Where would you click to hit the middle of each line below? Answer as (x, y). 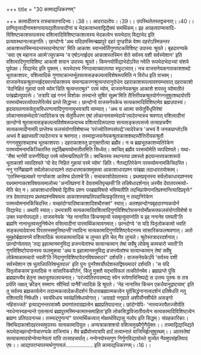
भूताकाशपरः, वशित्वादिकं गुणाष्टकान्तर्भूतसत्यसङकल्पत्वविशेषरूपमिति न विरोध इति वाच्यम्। (89, 75)
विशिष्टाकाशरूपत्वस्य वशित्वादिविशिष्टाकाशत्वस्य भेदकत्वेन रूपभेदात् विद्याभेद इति (80, 35)
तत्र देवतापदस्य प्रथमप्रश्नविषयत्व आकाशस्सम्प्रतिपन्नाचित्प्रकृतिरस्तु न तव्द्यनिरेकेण (80, 197)
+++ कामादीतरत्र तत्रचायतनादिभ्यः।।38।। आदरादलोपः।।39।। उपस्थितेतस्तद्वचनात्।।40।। (100, 21)
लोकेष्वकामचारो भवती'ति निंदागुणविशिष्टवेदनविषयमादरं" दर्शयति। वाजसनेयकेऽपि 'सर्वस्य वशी (92, 257)
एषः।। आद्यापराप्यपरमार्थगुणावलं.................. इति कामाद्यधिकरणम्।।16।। (79, 345)
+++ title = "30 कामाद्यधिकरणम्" (41, 9)
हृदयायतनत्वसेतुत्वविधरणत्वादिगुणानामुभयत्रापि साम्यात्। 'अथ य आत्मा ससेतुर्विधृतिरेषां (84, 109)
